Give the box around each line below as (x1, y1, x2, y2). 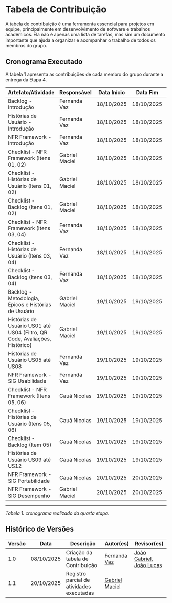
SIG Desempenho (8, 492, 50, 499)
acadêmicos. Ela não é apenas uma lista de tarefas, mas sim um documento (5, 31, 165, 38)
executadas (66, 589, 94, 596)
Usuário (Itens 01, (8, 182, 52, 189)
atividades (66, 582, 91, 590)
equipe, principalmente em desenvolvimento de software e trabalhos (5, 26, 150, 32)
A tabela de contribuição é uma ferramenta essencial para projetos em (5, 21, 155, 27)
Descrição (70, 540, 96, 547)
